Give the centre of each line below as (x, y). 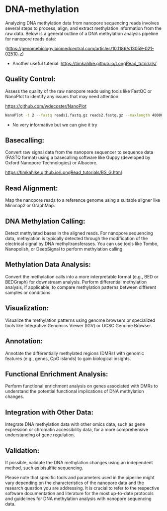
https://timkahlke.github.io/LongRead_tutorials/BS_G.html (64, 172)
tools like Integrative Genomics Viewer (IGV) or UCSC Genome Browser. (79, 325)
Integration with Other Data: (49, 412)
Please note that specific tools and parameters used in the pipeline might (80, 477)
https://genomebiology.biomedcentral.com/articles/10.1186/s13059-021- (80, 48)
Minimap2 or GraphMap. (30, 206)
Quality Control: (30, 79)
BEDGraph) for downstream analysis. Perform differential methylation (76, 282)
